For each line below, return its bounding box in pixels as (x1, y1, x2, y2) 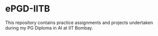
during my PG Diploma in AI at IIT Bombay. (5, 24, 93, 30)
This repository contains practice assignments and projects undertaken (5, 19, 153, 25)
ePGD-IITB (5, 3, 50, 14)
